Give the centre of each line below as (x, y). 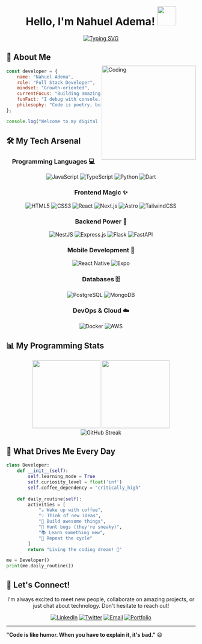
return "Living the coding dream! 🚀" (75, 549)
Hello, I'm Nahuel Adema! (90, 22)
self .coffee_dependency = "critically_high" (84, 488)
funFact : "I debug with (47, 100)
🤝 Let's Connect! (38, 585)
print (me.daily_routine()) (40, 566)
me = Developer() (28, 560)
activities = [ (47, 505)
